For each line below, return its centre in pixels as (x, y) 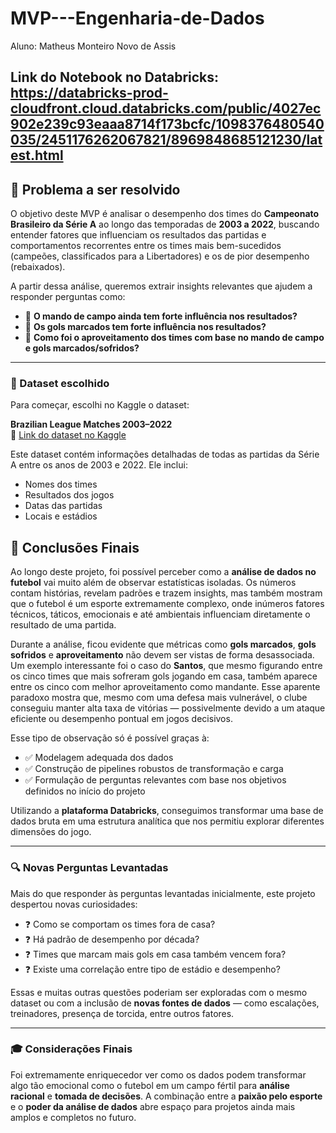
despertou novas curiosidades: (74, 904)
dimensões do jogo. (51, 832)
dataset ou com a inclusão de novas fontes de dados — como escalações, (165, 1003)
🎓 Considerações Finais (71, 1049)
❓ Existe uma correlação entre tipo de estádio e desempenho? (152, 969)
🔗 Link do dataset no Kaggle (68, 435)
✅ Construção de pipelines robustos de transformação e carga (154, 769)
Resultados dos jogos (69, 495)
